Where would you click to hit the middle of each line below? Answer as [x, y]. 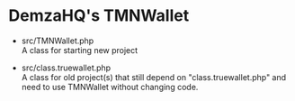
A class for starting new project [80, 50]
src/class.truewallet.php [66, 68]
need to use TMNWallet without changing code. [110, 87]
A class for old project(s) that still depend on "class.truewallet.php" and [154, 77]
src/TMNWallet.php [58, 41]
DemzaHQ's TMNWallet [99, 16]
